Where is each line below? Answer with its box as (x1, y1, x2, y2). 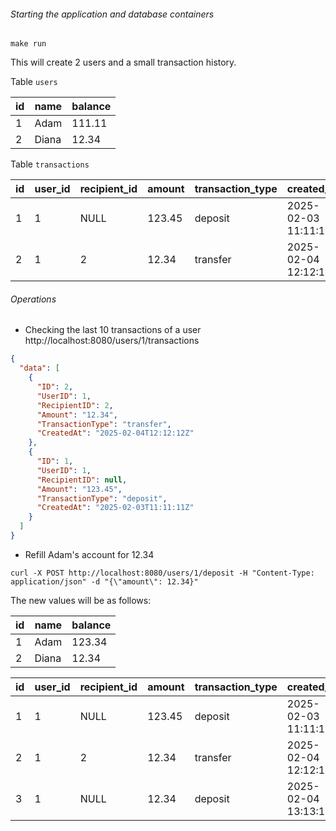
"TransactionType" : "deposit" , (36, 493, 168, 504)
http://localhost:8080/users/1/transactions (24, 335, 200, 347)
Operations (10, 293, 57, 305)
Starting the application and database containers (10, 8, 215, 20)
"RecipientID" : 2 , (36, 400, 114, 410)
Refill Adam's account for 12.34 (24, 548, 155, 560)
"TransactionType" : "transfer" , (36, 419, 172, 429)
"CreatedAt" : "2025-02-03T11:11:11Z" (36, 503, 195, 513)
